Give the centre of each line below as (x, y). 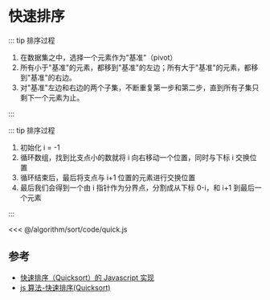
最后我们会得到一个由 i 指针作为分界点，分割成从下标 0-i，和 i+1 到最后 (137, 187)
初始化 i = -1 (40, 147)
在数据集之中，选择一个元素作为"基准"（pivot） (98, 57)
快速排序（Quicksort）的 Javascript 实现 (87, 277)
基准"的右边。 (53, 77)
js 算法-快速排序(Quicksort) (65, 287)
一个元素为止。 (59, 97)
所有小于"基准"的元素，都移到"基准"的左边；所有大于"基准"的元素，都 (135, 67)
